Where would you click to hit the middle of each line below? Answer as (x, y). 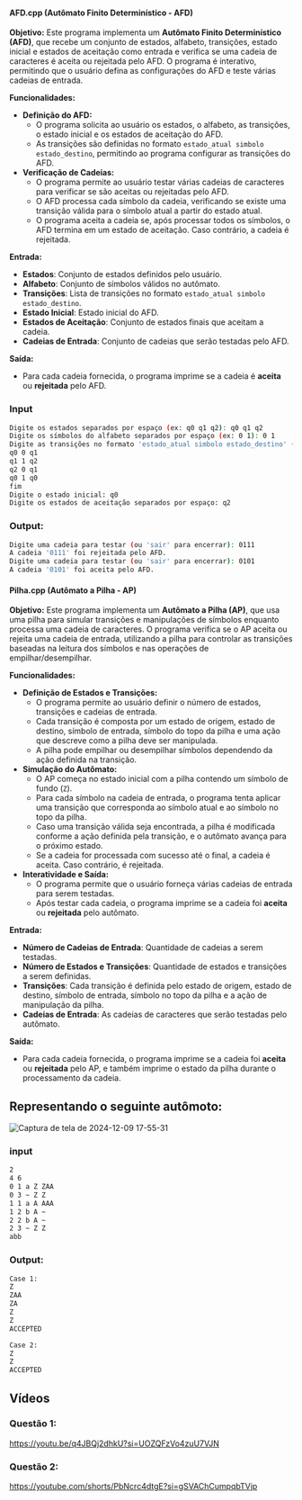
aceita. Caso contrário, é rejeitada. (100, 865)
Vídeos (30, 1398)
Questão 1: (33, 1424)
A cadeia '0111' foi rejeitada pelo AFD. (88, 553)
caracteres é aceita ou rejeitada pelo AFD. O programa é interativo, (133, 61)
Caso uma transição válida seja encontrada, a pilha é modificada (155, 827)
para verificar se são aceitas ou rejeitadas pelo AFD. (132, 192)
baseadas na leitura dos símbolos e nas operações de (109, 649)
